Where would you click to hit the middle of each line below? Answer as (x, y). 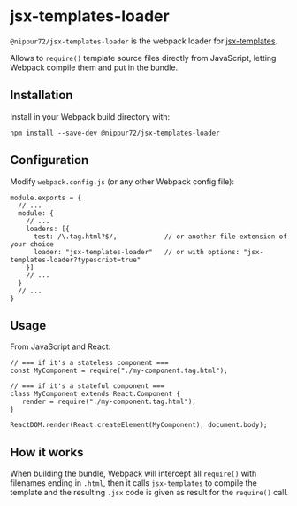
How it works (47, 452)
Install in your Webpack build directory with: (90, 116)
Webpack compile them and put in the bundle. (94, 67)
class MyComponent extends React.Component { (95, 394)
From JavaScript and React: (61, 346)
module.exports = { (46, 198)
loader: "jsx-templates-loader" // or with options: (137, 252)
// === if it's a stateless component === (89, 363)
